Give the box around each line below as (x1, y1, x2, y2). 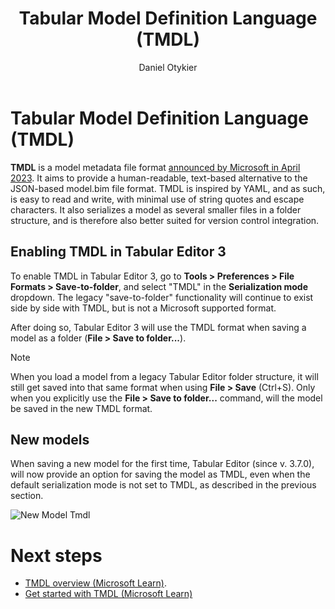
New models (10, 431, 90, 448)
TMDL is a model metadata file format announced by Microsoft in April (10, 161, 301, 173)
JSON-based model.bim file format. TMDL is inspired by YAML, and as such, (10, 182, 326, 194)
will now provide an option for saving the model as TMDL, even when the (10, 468, 311, 481)
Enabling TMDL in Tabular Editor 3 (10, 243, 227, 261)
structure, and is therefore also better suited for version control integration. (10, 214, 320, 226)
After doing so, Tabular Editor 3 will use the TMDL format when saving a (10, 321, 307, 333)
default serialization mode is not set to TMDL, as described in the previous (10, 479, 317, 491)
